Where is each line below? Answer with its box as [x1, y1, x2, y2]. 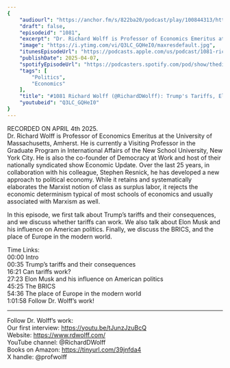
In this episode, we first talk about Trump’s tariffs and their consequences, [7, 210, 217, 219]
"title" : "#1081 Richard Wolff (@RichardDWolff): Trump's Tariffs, [19, 93, 216, 100]
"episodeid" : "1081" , [19, 29, 81, 36]
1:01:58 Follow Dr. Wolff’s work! [7, 296, 94, 305]
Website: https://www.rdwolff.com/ [7, 330, 106, 339]
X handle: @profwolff [7, 352, 67, 360]
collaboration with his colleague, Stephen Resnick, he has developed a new [7, 168, 220, 176]
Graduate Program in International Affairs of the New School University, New [7, 146, 223, 154]
